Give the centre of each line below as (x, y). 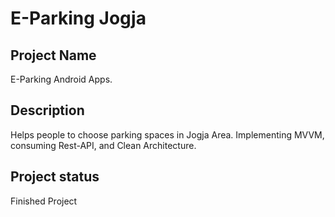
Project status (55, 177)
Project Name (53, 55)
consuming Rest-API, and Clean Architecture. (103, 145)
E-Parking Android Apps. (61, 79)
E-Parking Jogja (78, 18)
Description (47, 110)
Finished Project (44, 201)
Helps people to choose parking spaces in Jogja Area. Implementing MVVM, (167, 134)
